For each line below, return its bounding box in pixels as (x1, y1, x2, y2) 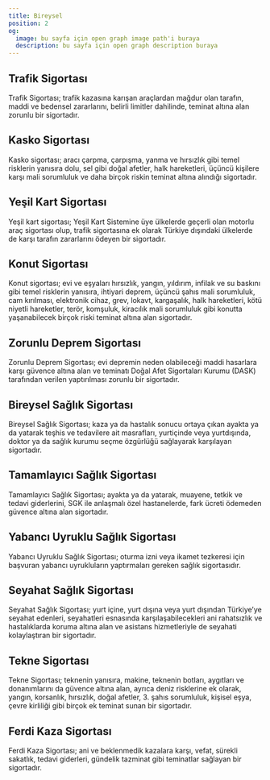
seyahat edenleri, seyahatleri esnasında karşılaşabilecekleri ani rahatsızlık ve (8, 613, 263, 623)
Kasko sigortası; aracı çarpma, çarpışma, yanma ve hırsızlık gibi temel (8, 155, 240, 164)
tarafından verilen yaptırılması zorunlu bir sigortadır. (8, 375, 180, 384)
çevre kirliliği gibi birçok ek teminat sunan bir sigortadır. (8, 701, 192, 711)
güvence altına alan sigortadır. (8, 507, 109, 517)
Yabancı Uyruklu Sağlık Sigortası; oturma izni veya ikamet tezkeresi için (8, 551, 245, 561)
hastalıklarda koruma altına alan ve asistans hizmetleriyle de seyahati (8, 622, 238, 632)
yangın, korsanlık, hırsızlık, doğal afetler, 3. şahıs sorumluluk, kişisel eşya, (8, 692, 252, 702)
